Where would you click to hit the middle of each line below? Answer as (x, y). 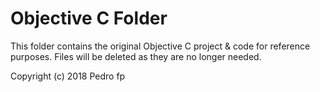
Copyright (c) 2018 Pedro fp (68, 76)
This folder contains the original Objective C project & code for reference (160, 46)
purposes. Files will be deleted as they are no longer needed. (136, 56)
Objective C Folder (89, 18)
